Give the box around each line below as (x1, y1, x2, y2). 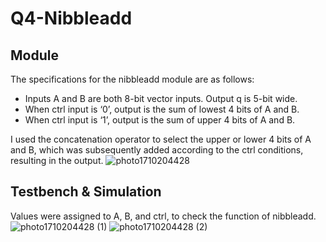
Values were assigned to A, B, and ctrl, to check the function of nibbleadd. (10, 210, 317, 222)
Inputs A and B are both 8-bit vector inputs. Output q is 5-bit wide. (24, 93, 298, 104)
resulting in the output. (10, 155, 104, 166)
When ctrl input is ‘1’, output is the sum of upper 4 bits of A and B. (24, 114, 296, 126)
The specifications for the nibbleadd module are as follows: (10, 73, 255, 85)
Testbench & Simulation (10, 183, 162, 201)
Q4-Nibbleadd (10, 7, 133, 30)
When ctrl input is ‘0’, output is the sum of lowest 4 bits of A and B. (24, 103, 300, 115)
